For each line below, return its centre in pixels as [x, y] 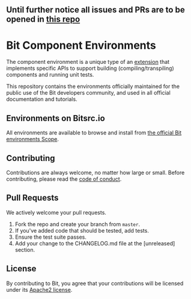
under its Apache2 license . [39, 289]
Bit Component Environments [81, 45]
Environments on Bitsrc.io [56, 118]
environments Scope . [32, 139]
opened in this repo [43, 20]
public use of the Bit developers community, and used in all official [89, 93]
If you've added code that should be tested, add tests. [82, 230]
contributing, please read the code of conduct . [64, 179]
